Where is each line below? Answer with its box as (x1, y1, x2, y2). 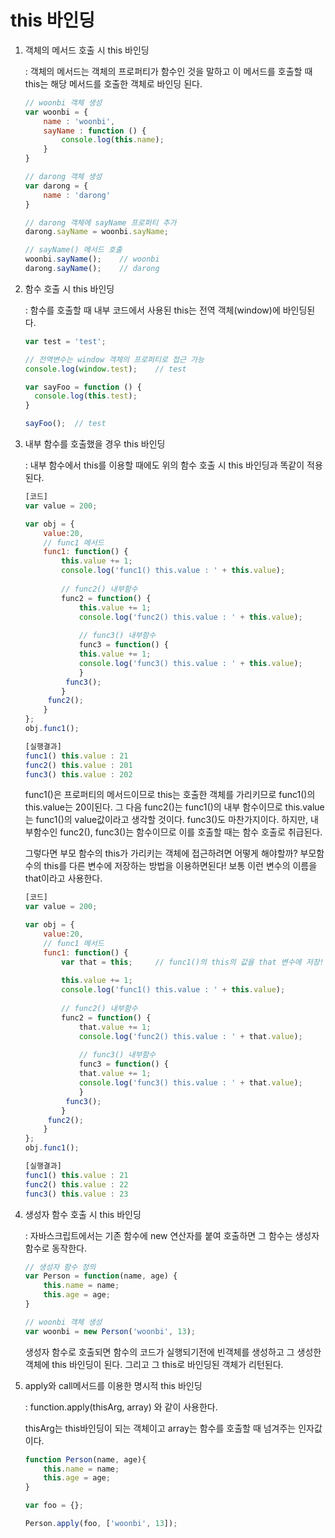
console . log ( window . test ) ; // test (24, 364, 187, 374)
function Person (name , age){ (24, 1454, 147, 1465)
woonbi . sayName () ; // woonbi (24, 254, 160, 265)
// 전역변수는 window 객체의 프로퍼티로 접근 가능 (24, 354, 205, 365)
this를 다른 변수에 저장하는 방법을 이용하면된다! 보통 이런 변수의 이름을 (43, 860, 318, 872)
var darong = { (24, 181, 89, 191)
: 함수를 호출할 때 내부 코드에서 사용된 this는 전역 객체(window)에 (24, 304, 281, 316)
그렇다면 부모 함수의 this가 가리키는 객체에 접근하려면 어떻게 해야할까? (24, 847, 298, 860)
